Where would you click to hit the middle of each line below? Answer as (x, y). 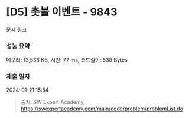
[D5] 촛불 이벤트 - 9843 (62, 12)
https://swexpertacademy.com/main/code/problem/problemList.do (102, 109)
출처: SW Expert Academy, (53, 102)
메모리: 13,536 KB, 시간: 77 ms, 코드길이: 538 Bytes (67, 60)
